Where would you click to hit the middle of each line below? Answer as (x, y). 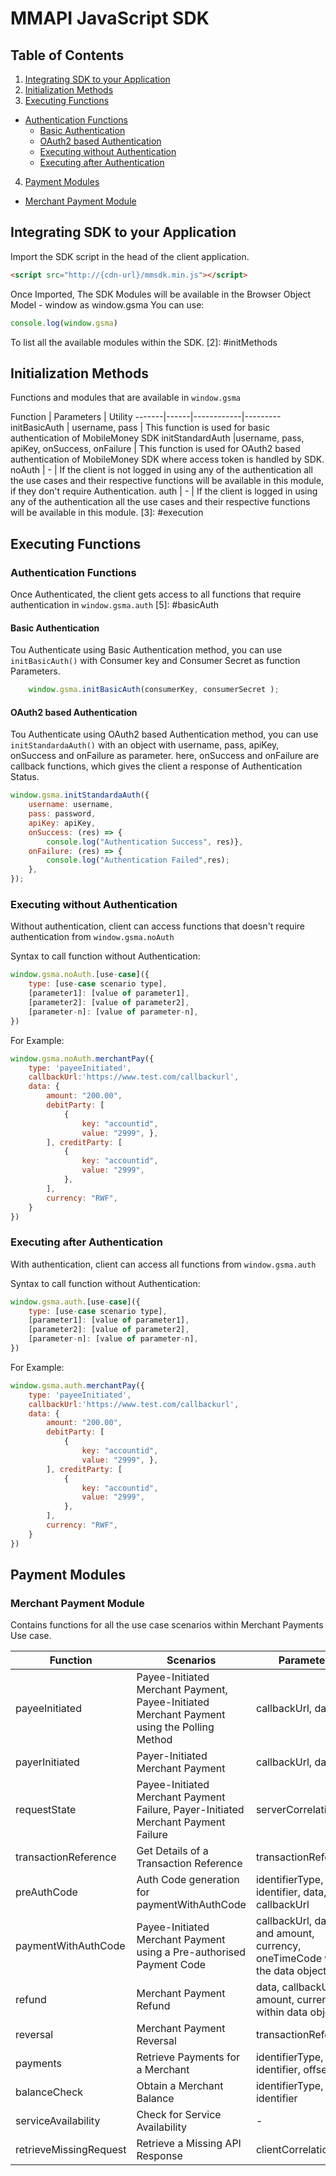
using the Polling (175, 1727)
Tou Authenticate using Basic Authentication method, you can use (146, 650)
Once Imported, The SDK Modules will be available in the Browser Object (161, 294)
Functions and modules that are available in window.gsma (125, 398)
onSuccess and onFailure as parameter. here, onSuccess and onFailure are (165, 756)
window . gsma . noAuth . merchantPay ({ (82, 1058)
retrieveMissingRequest (71, 2150)
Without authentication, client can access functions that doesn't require (157, 926)
